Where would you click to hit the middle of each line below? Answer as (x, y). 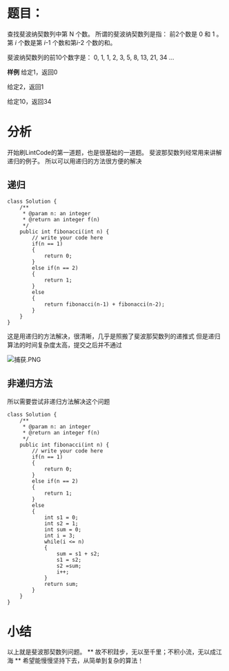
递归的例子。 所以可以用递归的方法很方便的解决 (74, 161)
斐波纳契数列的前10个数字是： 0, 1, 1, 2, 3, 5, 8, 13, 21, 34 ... (91, 57)
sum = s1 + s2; (78, 553)
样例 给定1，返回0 (32, 72)
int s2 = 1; (61, 523)
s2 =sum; (69, 566)
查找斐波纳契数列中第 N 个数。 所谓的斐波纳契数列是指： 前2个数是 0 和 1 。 (115, 34)
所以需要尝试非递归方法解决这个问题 (59, 401)
